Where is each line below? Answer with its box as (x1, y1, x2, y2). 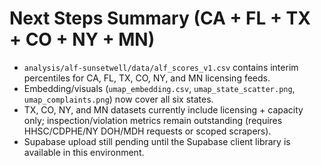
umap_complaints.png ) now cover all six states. (23, 93, 214, 105)
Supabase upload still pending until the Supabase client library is (23, 135, 291, 147)
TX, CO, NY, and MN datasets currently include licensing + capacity (23, 103, 304, 116)
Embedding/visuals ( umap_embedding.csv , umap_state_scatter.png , (23, 82, 296, 94)
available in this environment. (23, 146, 145, 158)
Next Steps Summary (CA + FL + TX (9, 7, 311, 30)
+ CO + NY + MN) (9, 28, 156, 51)
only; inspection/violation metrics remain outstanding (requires (23, 114, 283, 126)
